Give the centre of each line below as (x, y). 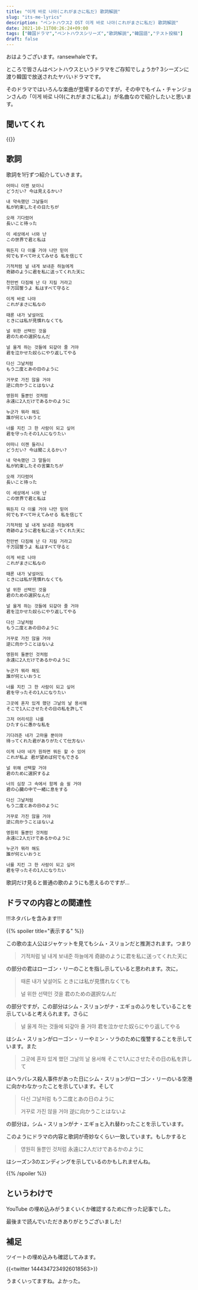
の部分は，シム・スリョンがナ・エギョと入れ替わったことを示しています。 (97, 1124)
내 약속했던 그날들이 (27, 202)
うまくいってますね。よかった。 (45, 1281)
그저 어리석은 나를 (25, 719)
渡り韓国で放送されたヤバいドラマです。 (55, 77)
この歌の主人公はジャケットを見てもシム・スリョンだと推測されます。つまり (99, 943)
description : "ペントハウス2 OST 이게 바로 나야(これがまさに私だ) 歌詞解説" (92, 22)
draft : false (22, 39)
